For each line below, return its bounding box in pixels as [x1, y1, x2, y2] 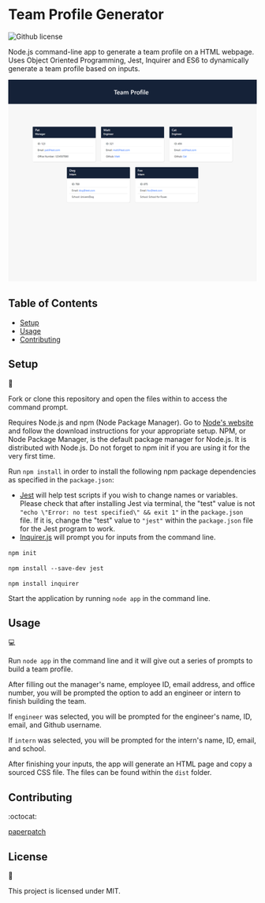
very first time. [8, 451, 56, 460]
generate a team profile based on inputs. [8, 63, 140, 73]
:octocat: [8, 812, 37, 822]
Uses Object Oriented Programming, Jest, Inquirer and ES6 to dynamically [8, 55, 249, 65]
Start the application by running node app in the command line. [8, 593, 211, 603]
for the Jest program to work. [19, 523, 116, 533]
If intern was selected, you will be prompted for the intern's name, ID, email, [8, 735, 256, 745]
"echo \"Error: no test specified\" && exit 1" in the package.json [19, 507, 244, 516]
